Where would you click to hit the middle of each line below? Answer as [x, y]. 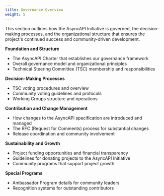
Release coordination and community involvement [64, 133]
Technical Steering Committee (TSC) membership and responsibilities [84, 69]
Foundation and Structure [32, 49]
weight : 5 [15, 14]
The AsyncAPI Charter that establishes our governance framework [81, 58]
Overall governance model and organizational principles [70, 64]
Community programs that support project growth [63, 163]
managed [22, 123]
